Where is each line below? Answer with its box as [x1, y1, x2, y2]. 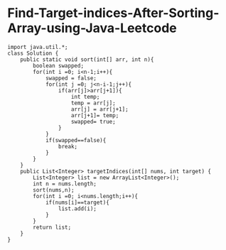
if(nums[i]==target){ [45, 199, 110, 206]
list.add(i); [58, 205, 97, 212]
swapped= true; [70, 118, 116, 125]
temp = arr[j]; [70, 99, 116, 107]
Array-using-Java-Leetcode [7, 20, 177, 36]
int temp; [70, 93, 100, 100]
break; [58, 143, 78, 150]
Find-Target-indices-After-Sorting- [7, 5, 220, 21]
